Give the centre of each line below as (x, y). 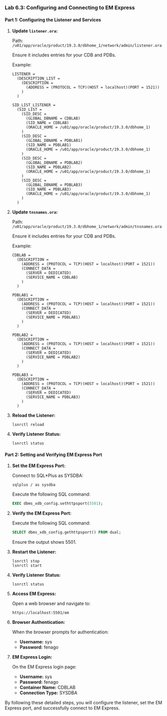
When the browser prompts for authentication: (60, 632)
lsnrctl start (27, 566)
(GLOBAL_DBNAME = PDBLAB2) (54, 163)
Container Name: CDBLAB (48, 688)
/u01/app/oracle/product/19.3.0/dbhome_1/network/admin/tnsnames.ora (87, 227)
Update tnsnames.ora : (35, 212)
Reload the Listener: (34, 416)
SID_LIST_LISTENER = (34, 105)
